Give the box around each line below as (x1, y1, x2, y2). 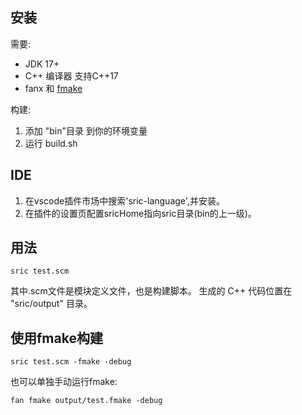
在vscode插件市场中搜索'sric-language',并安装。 (24, 194, 225, 207)
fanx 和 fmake (24, 82, 83, 94)
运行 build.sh (24, 137, 78, 149)
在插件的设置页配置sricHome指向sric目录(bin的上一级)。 (24, 207, 257, 219)
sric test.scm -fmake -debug (10, 357, 132, 367)
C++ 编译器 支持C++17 (24, 69, 119, 82)
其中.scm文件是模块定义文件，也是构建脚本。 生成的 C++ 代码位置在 (10, 285, 293, 297)
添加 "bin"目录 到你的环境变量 (24, 124, 148, 137)
